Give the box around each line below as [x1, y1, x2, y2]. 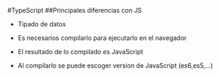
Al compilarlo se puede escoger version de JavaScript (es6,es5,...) [17, 61, 214, 70]
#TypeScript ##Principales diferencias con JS [7, 6, 142, 14]
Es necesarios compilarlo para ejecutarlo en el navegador [17, 34, 187, 42]
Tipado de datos [17, 20, 66, 28]
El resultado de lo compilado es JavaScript [17, 48, 144, 56]
